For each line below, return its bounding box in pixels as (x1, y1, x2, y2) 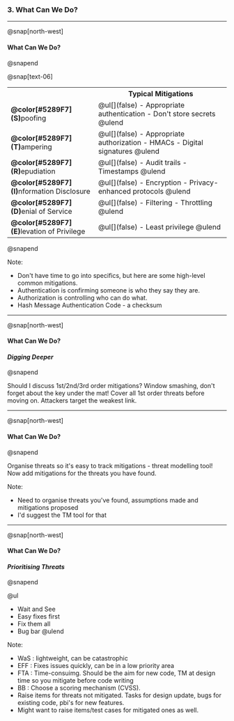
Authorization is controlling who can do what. (17, 293, 148, 302)
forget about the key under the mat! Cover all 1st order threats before (7, 389, 205, 398)
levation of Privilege (20, 226, 86, 236)
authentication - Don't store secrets (97, 109, 216, 118)
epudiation (20, 166, 56, 176)
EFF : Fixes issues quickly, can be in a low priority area (17, 662, 175, 670)
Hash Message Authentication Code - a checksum (17, 301, 162, 309)
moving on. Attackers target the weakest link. (7, 396, 137, 405)
